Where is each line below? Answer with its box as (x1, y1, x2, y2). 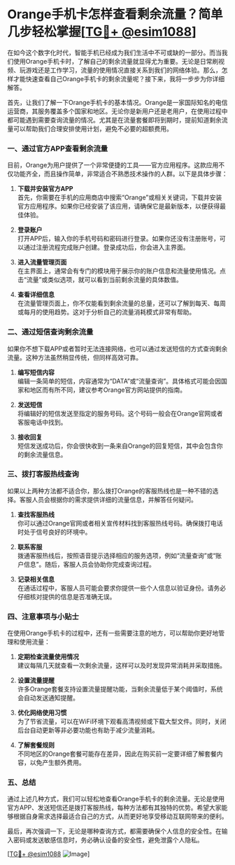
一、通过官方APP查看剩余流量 (7, 143, 108, 153)
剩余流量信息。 (23, 450, 67, 458)
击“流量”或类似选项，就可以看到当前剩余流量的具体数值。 (17, 276, 183, 284)
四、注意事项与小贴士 (7, 612, 79, 621)
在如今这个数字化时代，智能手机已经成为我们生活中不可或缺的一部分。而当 (7, 48, 222, 57)
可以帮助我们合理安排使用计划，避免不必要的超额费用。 (13, 124, 173, 133)
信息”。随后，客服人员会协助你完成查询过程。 (23, 560, 155, 568)
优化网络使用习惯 (17, 708, 67, 717)
